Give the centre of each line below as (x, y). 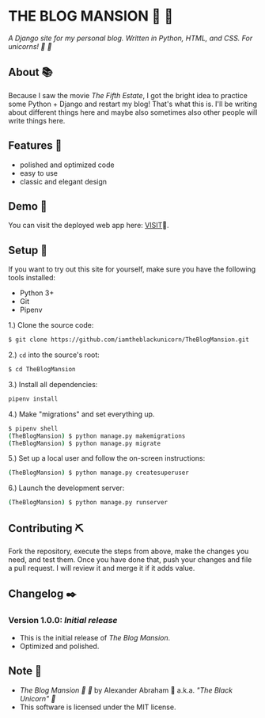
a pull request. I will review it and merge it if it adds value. (102, 568)
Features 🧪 (35, 146)
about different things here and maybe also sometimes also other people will (133, 112)
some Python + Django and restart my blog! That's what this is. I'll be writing (133, 104)
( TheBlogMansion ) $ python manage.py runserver (88, 503)
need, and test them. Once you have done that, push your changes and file (130, 560)
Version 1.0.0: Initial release (63, 621)
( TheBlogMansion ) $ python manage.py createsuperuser (99, 473)
